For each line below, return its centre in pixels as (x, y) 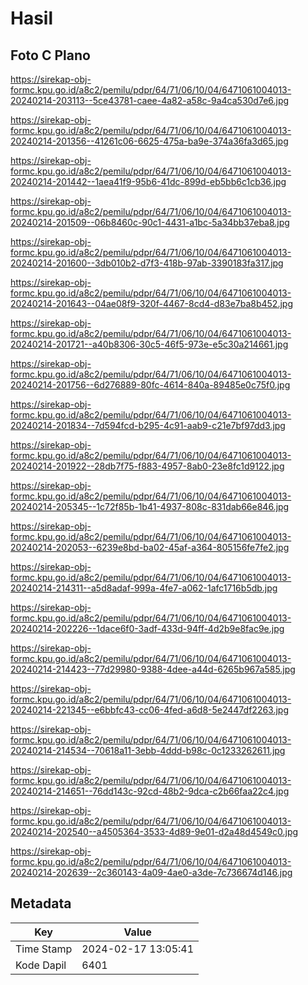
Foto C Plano (50, 55)
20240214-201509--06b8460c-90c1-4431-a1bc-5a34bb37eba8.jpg (150, 222)
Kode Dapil (41, 965)
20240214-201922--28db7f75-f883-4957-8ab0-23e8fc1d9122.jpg (147, 466)
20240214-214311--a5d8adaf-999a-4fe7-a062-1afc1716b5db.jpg (144, 588)
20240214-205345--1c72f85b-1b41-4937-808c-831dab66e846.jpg (150, 506)
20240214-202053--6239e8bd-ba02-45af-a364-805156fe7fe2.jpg (150, 547)
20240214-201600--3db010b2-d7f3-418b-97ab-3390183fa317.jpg (147, 263)
